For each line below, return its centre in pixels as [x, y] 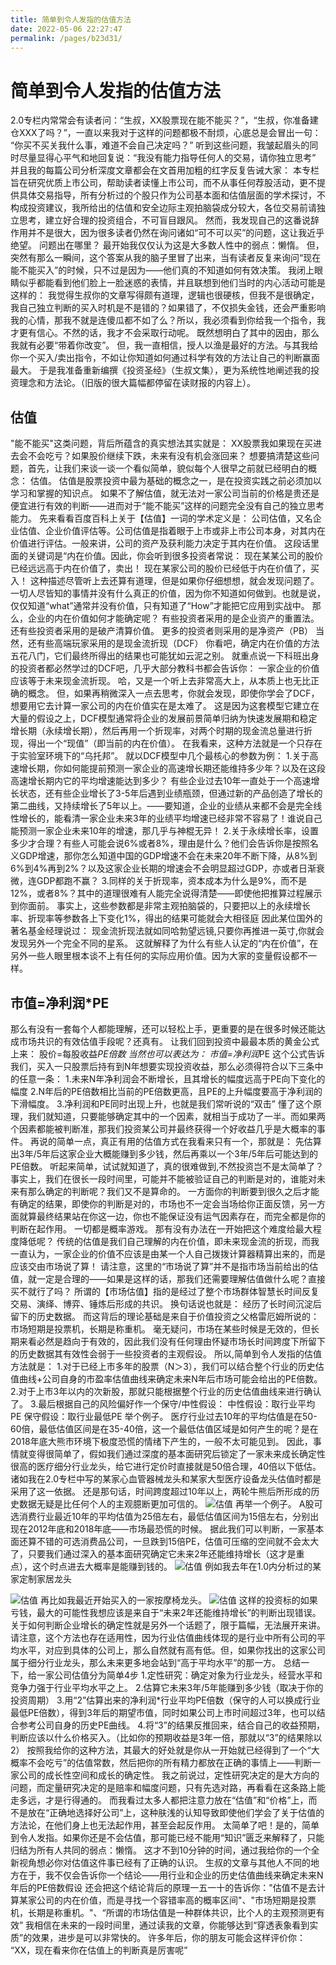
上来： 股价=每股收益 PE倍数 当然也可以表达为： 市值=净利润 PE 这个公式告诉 [168, 1053]
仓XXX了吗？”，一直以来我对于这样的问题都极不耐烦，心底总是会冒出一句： [166, 133]
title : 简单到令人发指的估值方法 [71, 19]
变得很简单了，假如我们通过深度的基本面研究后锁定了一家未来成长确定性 [176, 1453]
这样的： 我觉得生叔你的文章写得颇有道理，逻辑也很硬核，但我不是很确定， [165, 295]
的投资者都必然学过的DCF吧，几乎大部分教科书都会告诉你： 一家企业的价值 [165, 668]
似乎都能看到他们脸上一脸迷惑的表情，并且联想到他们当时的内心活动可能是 [172, 283]
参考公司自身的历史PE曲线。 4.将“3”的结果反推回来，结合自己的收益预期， [171, 1725]
